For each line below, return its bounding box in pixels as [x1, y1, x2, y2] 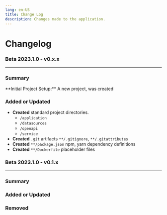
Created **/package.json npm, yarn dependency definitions [12, 141, 136, 147]
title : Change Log [5, 12, 43, 17]
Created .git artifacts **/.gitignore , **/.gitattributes [12, 136, 128, 142]
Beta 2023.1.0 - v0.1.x [5, 159, 59, 166]
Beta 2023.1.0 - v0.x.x [5, 56, 60, 63]
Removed [5, 205, 29, 212]
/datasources [19, 121, 47, 126]
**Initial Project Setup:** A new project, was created [5, 86, 113, 92]
